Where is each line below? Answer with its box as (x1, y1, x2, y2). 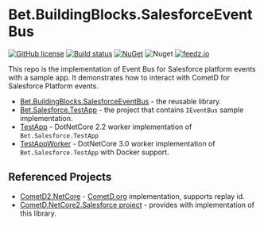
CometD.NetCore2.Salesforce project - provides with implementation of (19, 200, 255, 209)
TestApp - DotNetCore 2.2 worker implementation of (19, 122, 192, 131)
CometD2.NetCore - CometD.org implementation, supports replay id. (19, 191, 245, 201)
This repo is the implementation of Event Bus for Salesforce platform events (8, 64, 256, 73)
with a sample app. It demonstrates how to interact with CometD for (8, 72, 231, 82)
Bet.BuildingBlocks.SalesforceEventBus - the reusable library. (19, 96, 222, 106)
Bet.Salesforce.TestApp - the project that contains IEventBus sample (19, 105, 244, 115)
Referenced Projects (8, 170, 112, 184)
